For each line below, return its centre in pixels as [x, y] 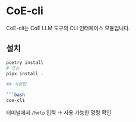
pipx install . [25, 73]
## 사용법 [16, 84]
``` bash [16, 95]
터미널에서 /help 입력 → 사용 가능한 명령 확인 [59, 113]
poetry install [25, 62]
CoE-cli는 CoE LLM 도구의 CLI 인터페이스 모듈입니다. [68, 28]
